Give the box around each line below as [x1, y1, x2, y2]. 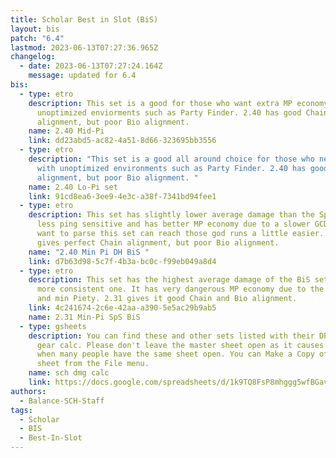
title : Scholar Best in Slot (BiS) [10, 14, 159, 25]
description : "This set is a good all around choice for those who [28, 154, 315, 164]
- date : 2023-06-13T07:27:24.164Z [19, 61, 163, 71]
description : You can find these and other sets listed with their [28, 331, 315, 341]
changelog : [10, 52, 56, 62]
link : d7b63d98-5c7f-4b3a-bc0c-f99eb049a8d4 [28, 256, 217, 266]
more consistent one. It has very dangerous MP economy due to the [36, 284, 325, 295]
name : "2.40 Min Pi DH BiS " [28, 247, 150, 257]
